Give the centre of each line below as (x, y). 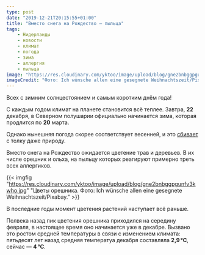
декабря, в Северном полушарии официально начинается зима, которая (102, 116)
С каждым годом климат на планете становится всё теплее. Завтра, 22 (100, 109)
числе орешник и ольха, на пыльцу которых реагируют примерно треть (100, 159)
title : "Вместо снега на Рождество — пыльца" (65, 23)
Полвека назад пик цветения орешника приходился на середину (91, 221)
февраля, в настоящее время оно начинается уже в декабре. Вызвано (98, 227)
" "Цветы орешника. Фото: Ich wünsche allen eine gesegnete (104, 191)
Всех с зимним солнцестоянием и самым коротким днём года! (89, 98)
